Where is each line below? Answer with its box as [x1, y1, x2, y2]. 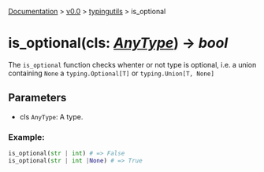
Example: [8, 131, 45, 142]
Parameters [8, 91, 67, 104]
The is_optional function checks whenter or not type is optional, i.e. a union [8, 60, 257, 69]
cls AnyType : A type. [19, 112, 84, 121]
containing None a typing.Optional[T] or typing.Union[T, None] [8, 68, 215, 78]
